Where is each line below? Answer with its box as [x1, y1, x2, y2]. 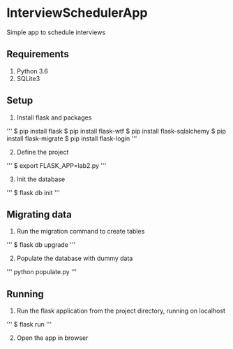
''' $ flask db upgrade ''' [6, 241, 76, 249]
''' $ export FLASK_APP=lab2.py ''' [6, 161, 107, 169]
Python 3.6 [16, 66, 48, 75]
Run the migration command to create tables [16, 227, 145, 236]
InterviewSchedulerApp [6, 5, 148, 21]
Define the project [16, 148, 69, 156]
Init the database [16, 175, 66, 183]
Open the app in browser [16, 334, 89, 342]
